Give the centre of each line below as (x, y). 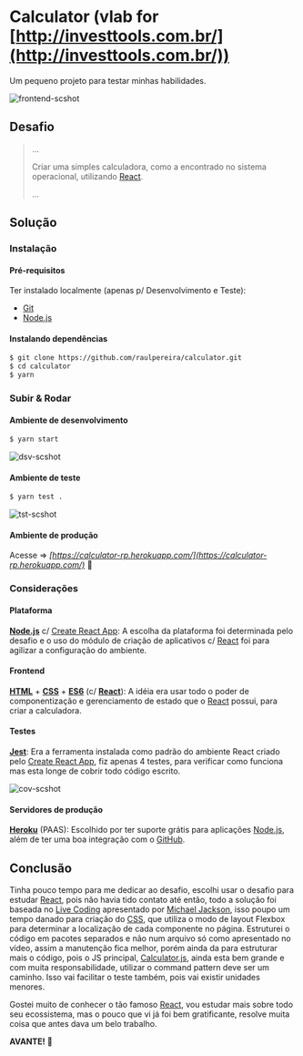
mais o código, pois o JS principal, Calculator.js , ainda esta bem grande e (147, 958)
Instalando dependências (59, 338)
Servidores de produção (56, 809)
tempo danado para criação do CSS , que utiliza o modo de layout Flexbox (147, 918)
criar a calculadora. (45, 710)
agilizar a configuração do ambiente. (78, 650)
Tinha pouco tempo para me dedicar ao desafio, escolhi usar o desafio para (151, 889)
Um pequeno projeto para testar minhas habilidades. (108, 80)
